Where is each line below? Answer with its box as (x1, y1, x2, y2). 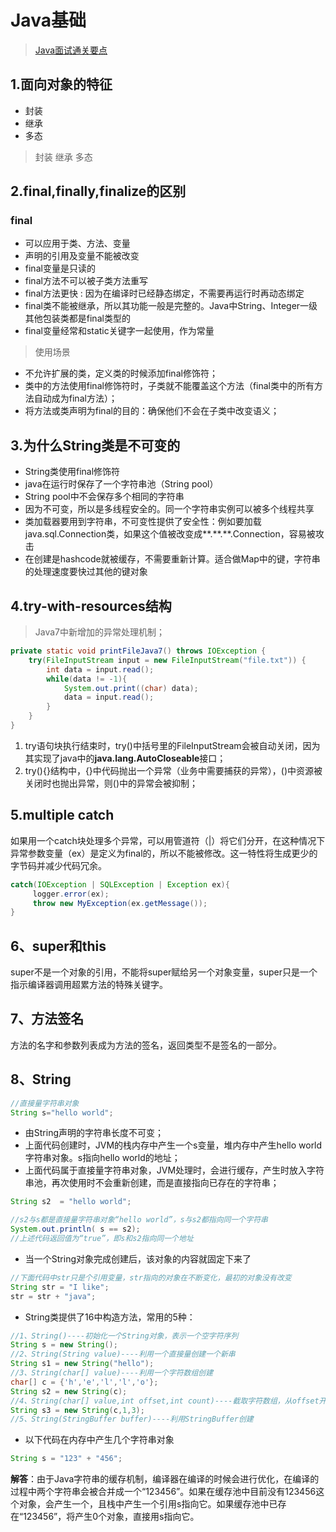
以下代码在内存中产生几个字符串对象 (24, 1434, 175, 1446)
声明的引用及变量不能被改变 (24, 250, 140, 262)
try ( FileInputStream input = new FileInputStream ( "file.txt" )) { (28, 655, 307, 665)
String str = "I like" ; (10, 1282, 110, 1292)
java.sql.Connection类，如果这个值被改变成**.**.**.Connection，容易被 (24, 528, 316, 540)
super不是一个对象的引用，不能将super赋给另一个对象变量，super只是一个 (10, 966, 318, 978)
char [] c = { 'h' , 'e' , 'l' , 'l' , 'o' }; (10, 1377, 159, 1387)
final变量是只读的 (24, 262, 96, 275)
